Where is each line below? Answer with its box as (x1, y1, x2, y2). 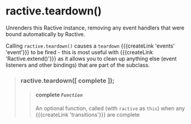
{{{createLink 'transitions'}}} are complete (35, 111, 140, 119)
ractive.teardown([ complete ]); (20, 76, 115, 85)
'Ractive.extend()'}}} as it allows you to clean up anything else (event (5, 55, 177, 62)
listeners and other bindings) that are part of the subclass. (5, 61, 150, 69)
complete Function (35, 91, 83, 99)
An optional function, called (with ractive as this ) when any (35, 105, 185, 112)
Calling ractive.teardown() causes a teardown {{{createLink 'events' (5, 42, 175, 49)
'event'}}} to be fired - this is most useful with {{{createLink (5, 48, 153, 55)
